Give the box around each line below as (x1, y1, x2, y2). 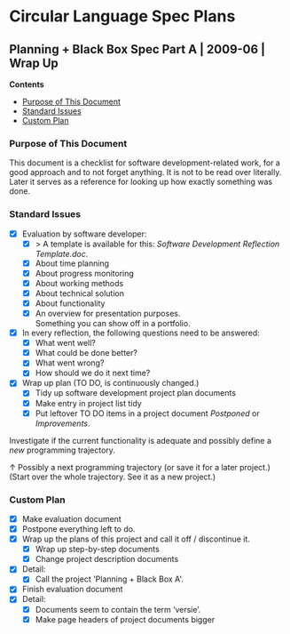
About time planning (35, 258, 109, 269)
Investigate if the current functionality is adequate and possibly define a (9, 435, 272, 445)
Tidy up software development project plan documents (35, 388, 237, 398)
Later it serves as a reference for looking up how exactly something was (9, 176, 273, 188)
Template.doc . (35, 248, 89, 259)
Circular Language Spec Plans (9, 6, 236, 27)
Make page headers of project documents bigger (35, 614, 216, 624)
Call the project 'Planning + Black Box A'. (35, 574, 184, 584)
